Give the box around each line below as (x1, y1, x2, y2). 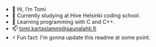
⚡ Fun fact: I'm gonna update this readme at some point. (11, 34, 151, 41)
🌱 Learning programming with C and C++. (11, 18, 115, 25)
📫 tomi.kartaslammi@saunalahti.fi (11, 25, 97, 32)
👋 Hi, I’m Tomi (11, 6, 46, 12)
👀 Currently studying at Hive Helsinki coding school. (11, 12, 140, 19)
